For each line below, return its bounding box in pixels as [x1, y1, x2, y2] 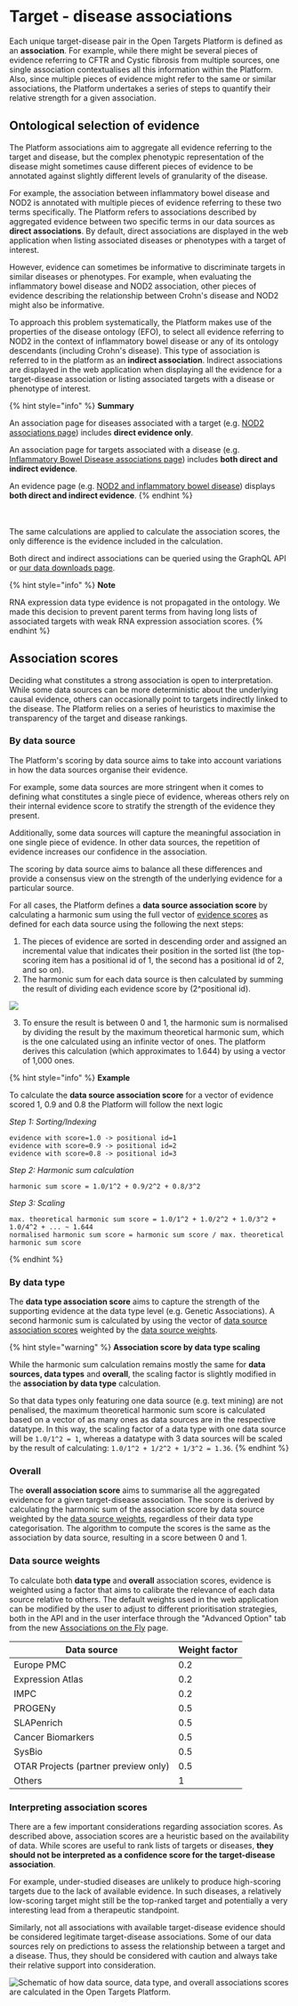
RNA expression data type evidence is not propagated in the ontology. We [9, 597, 280, 608]
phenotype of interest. [9, 383, 92, 394]
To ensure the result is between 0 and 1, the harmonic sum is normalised [21, 1017, 288, 1028]
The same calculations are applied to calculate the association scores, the [9, 526, 280, 536]
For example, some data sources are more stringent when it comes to [9, 781, 264, 792]
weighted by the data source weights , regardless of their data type [9, 1513, 254, 1524]
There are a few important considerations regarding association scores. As [9, 1822, 283, 1832]
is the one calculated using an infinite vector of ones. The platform [21, 1036, 266, 1047]
